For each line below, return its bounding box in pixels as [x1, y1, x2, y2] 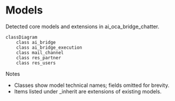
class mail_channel [16, 49, 64, 56]
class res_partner [16, 55, 61, 60]
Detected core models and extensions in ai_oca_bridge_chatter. [5, 23, 160, 30]
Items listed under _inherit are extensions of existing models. [14, 87, 162, 95]
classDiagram [5, 34, 38, 40]
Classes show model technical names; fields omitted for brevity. [14, 82, 170, 89]
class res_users [16, 60, 57, 66]
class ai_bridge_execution [16, 45, 82, 51]
